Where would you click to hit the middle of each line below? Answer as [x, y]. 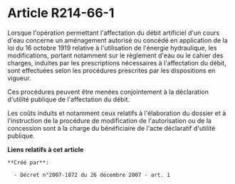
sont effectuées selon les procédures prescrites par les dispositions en [111, 70]
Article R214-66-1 [61, 13]
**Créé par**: [28, 162]
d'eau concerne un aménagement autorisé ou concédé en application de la [117, 40]
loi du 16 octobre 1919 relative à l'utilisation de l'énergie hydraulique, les [112, 48]
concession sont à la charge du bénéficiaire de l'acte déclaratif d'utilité [111, 128]
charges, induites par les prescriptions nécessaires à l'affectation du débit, [117, 63]
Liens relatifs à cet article [46, 149]
